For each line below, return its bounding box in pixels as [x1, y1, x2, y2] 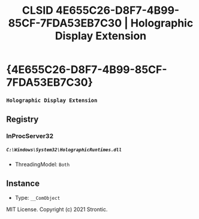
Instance [6, 178, 40, 188]
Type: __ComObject [14, 194, 61, 202]
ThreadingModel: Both [14, 161, 70, 168]
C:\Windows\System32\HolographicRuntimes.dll [6, 147, 122, 153]
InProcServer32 [6, 132, 54, 140]
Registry [6, 114, 39, 124]
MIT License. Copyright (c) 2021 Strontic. [6, 206, 108, 213]
